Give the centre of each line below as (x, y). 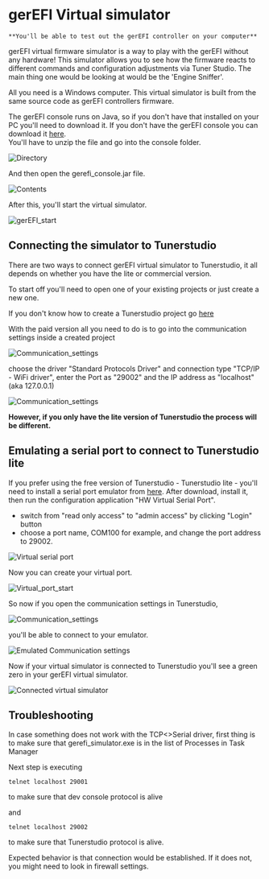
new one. (24, 297)
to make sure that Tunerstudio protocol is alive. (86, 842)
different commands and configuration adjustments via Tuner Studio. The (130, 68)
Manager (23, 752)
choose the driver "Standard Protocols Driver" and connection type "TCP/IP (134, 369)
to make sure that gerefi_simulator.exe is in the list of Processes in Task (127, 743)
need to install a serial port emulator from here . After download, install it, (128, 491)
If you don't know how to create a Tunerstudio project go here (111, 313)
